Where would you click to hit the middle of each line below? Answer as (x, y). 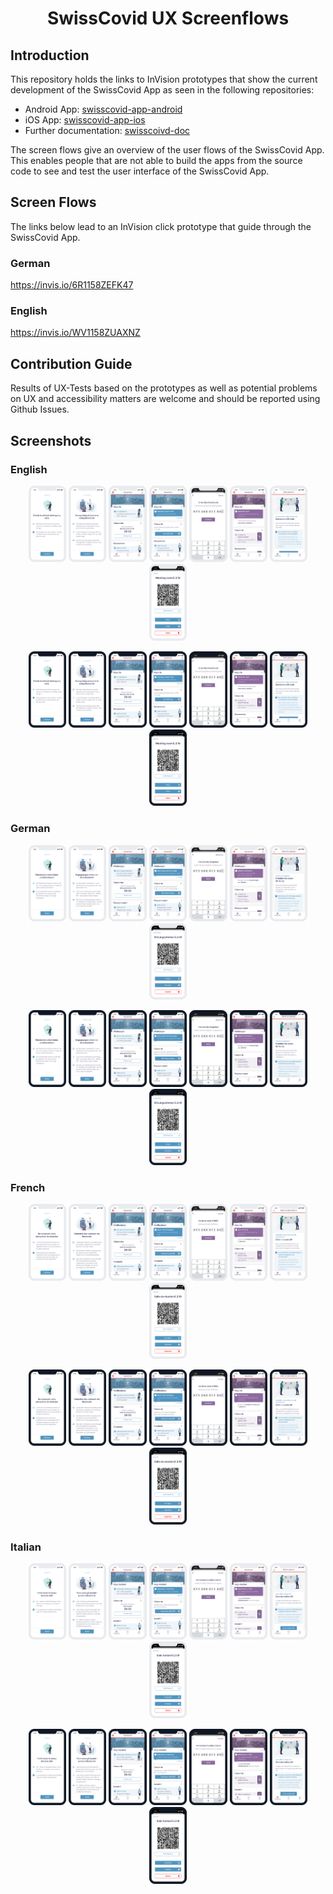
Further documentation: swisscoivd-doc (107, 130)
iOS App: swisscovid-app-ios (85, 120)
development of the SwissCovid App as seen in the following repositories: (162, 90)
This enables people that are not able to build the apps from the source (156, 160)
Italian (26, 1547)
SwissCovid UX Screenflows (168, 18)
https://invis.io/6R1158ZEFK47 (72, 285)
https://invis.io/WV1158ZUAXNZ (75, 333)
